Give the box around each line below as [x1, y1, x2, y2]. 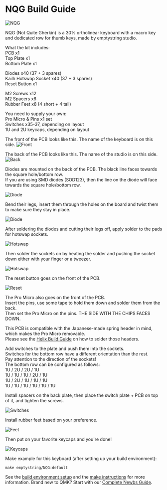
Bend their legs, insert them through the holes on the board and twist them [5, 201, 159, 207]
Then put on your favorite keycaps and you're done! [5, 436, 112, 442]
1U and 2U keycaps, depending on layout [5, 126, 90, 133]
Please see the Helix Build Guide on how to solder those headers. [5, 335, 140, 342]
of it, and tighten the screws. [5, 397, 64, 403]
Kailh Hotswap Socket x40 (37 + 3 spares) [5, 75, 92, 81]
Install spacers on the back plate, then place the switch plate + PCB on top [5, 392, 159, 398]
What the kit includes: [5, 44, 50, 50]
